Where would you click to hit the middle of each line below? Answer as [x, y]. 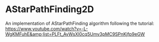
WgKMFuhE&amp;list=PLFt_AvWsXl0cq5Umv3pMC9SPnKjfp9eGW [75, 34]
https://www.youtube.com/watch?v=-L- [46, 28]
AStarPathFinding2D [50, 9]
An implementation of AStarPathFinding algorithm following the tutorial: [80, 23]
